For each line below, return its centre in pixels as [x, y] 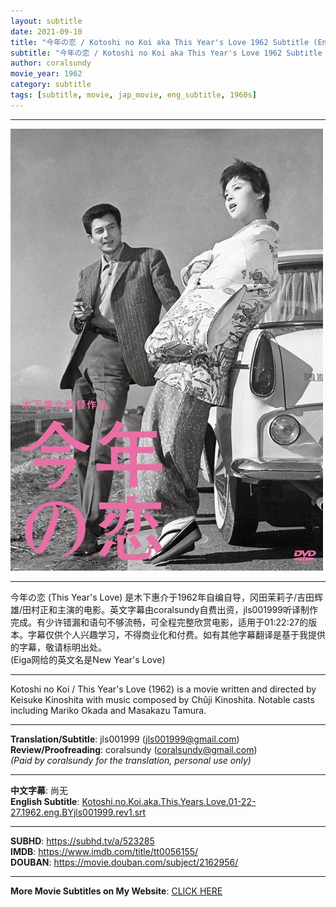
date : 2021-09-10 [46, 31]
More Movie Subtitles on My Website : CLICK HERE [116, 891]
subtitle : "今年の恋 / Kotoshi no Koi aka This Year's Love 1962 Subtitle [166, 53]
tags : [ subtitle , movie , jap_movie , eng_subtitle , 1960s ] [133, 95]
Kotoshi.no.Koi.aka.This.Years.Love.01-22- [169, 801]
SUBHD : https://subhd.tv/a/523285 [82, 841]
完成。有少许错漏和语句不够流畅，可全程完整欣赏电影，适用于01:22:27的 [159, 622]
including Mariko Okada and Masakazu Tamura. [108, 710]
